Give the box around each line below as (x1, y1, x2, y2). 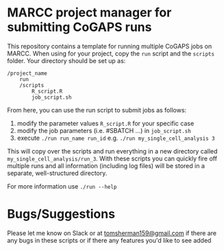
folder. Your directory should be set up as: (7, 56, 126, 64)
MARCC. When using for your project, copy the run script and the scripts (7, 49, 214, 58)
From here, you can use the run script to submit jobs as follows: (7, 106, 187, 114)
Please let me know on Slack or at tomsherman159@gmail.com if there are (7, 228, 217, 237)
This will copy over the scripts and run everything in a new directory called (7, 147, 218, 155)
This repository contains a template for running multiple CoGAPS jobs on (7, 42, 212, 50)
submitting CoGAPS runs (7, 19, 152, 35)
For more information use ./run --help (7, 182, 117, 190)
